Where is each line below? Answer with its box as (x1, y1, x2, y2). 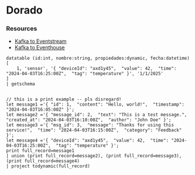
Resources (6, 25, 37, 33)
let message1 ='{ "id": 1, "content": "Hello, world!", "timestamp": (6, 102, 184, 107)
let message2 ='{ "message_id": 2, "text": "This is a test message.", (6, 112, 187, 118)
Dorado (6, 4, 43, 17)
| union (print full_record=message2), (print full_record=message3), (6, 153, 182, 159)
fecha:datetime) (150, 55, 190, 62)
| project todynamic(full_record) (6, 163, 91, 169)
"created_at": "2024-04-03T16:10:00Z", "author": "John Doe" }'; (6, 117, 172, 123)
